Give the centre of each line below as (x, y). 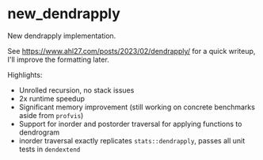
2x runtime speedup (51, 98)
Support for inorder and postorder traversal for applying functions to (130, 124)
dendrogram (39, 132)
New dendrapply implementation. (62, 36)
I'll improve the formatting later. (59, 59)
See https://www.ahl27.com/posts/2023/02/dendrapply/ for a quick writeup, (131, 51)
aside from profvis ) (51, 115)
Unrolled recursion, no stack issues (76, 90)
